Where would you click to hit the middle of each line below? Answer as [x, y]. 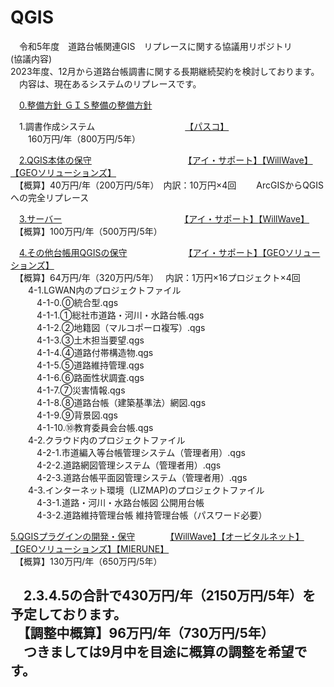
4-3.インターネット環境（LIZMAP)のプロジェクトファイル [146, 490]
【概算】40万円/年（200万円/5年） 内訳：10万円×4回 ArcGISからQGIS [171, 185]
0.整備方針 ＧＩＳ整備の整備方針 [86, 105]
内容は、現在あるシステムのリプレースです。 [110, 83]
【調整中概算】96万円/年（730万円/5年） [149, 633]
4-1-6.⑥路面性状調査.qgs [90, 377]
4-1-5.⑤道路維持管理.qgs [90, 365]
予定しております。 [68, 614]
